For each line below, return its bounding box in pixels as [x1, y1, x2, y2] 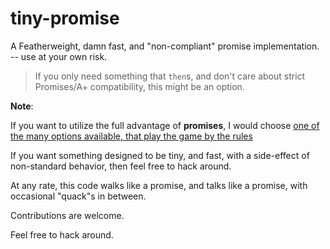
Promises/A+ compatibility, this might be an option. [34, 80, 245, 92]
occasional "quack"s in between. [10, 190, 147, 202]
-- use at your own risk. [10, 50, 108, 62]
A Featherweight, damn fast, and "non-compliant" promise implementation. [10, 40, 320, 52]
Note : [10, 100, 34, 112]
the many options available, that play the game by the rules [10, 130, 253, 142]
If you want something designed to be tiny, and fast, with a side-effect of [10, 149, 310, 161]
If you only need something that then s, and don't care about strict [34, 70, 306, 82]
